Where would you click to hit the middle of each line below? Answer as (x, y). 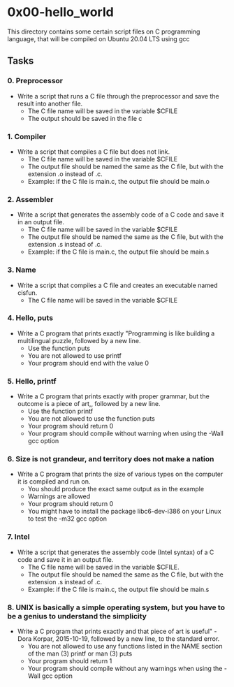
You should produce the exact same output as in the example (116, 489)
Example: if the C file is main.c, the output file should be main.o (118, 181)
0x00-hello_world (60, 12)
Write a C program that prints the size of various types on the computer (120, 474)
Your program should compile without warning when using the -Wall (125, 433)
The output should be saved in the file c (85, 118)
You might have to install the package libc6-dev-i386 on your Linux (124, 512)
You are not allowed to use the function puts (91, 419)
